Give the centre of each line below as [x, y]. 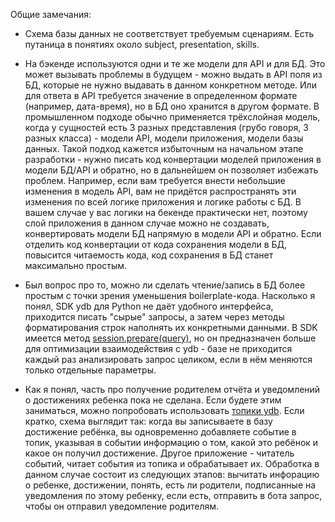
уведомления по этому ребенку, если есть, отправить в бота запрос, [173, 495]
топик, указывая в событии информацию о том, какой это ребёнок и [171, 442]
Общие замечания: [51, 14]
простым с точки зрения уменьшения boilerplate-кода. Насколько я [170, 295]
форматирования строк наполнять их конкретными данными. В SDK [171, 327]
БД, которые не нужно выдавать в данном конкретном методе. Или [170, 85]
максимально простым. [76, 265]
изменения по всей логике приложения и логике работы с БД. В [163, 202]
